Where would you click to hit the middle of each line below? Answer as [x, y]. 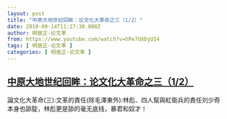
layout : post [26, 13]
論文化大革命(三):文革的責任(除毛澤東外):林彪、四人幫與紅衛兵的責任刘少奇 [114, 100]
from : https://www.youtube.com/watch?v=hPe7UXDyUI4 [83, 39]
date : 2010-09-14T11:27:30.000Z [54, 26]
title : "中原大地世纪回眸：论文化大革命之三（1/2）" [75, 20]
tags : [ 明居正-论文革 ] [40, 46]
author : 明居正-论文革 [37, 33]
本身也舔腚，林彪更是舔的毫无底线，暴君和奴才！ [77, 109]
